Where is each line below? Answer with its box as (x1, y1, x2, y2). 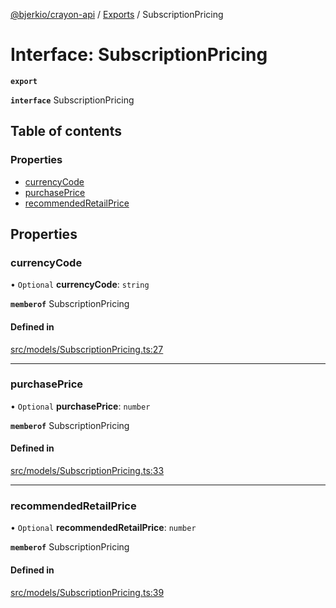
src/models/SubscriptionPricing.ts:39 (10, 586, 165, 598)
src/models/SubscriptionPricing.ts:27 (10, 343, 164, 355)
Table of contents (10, 123, 122, 140)
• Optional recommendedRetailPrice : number (10, 522, 197, 534)
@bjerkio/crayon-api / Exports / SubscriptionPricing (10, 9, 224, 20)
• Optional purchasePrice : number (10, 400, 151, 412)
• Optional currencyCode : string (10, 279, 150, 291)
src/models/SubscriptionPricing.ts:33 (10, 465, 165, 477)
